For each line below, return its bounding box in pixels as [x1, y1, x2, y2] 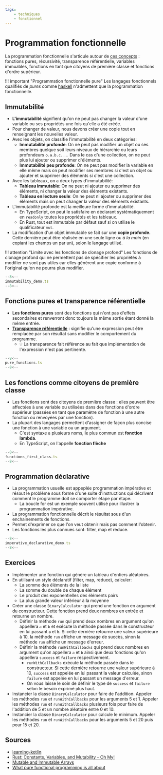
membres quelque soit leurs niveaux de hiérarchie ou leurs [19, 147, 137, 153]
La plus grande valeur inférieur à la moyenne [19, 598, 109, 603]
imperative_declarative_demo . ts [5, 541, 71, 546]
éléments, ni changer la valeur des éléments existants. [19, 188, 128, 194]
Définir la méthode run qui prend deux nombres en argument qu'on [19, 618, 154, 624]
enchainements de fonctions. [12, 516, 71, 522]
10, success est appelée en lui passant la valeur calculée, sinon [26, 670, 152, 676]
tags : [5, 7, 16, 12]
